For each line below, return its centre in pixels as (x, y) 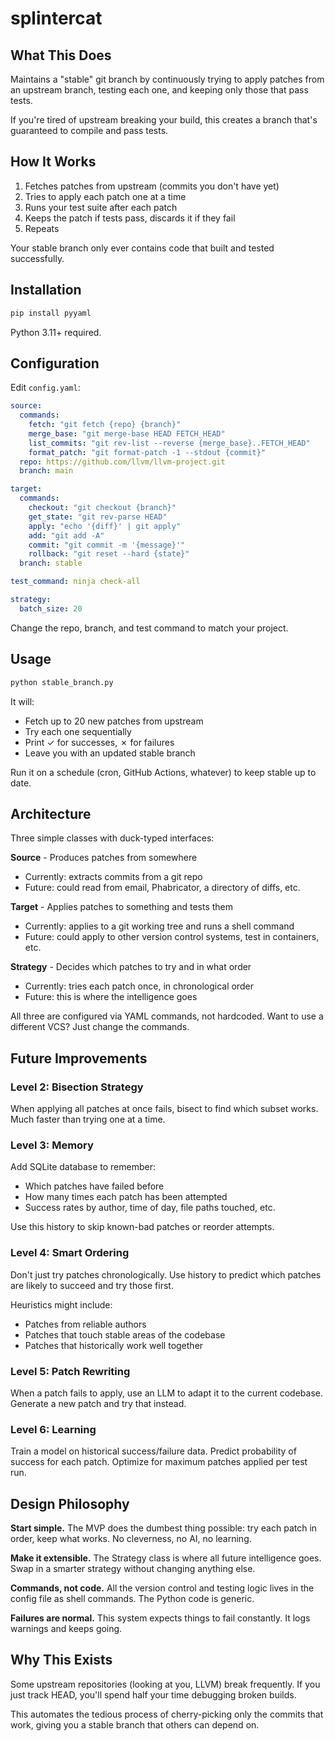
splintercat (56, 18)
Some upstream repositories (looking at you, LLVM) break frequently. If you (165, 1684)
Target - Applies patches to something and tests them (122, 907)
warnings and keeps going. (66, 1628)
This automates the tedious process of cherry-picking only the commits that (167, 1714)
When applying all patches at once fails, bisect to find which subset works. (164, 1108)
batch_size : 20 (51, 608)
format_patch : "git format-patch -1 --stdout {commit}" (147, 452)
